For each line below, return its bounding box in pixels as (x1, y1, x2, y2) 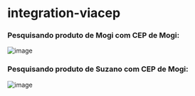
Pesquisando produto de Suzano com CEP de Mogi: (7, 64, 189, 74)
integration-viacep (7, 5, 121, 21)
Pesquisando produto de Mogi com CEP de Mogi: (7, 31, 180, 41)
